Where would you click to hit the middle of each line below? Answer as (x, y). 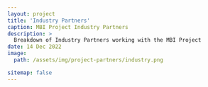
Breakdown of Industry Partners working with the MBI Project (108, 40)
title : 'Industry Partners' (49, 21)
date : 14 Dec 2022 (34, 47)
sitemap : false (30, 72)
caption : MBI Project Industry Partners (68, 27)
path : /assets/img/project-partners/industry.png (88, 60)
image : (17, 54)
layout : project (31, 14)
